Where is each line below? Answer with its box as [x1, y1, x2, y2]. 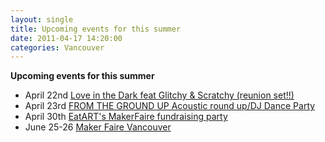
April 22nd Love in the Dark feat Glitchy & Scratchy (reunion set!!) [24, 89, 295, 101]
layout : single [10, 14, 74, 25]
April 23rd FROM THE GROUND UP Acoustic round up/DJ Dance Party [24, 100, 316, 112]
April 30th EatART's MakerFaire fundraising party [24, 111, 228, 123]
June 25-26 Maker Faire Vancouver [24, 121, 172, 133]
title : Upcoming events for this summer [10, 24, 182, 34]
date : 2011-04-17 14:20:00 [10, 33, 123, 43]
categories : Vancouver [10, 42, 105, 53]
